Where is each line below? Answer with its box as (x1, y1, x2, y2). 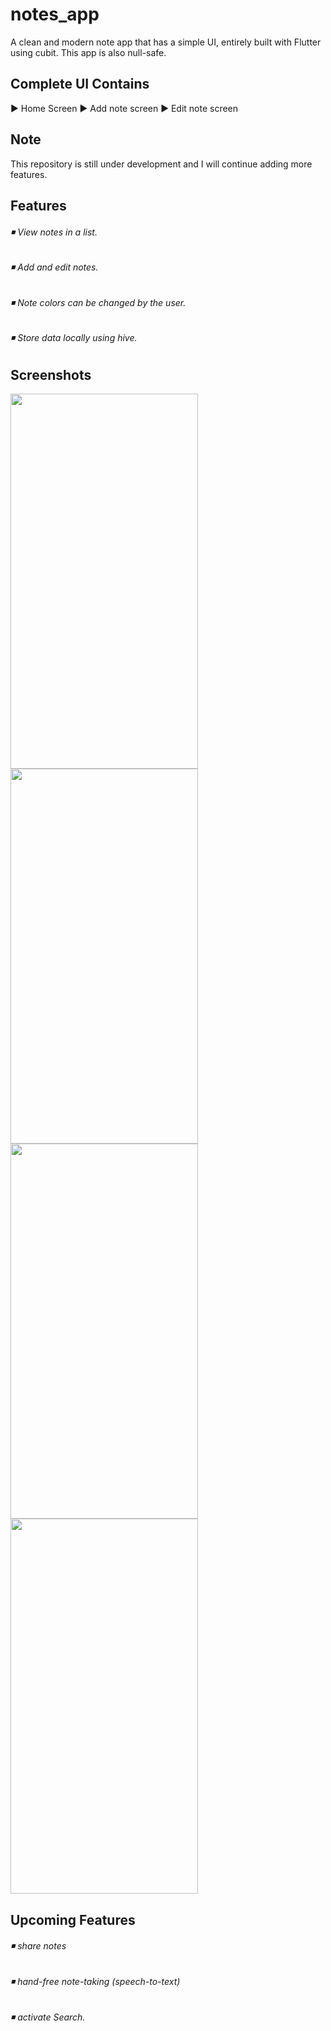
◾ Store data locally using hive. (10, 332, 138, 344)
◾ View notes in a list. (10, 226, 98, 238)
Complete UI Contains (10, 76, 150, 93)
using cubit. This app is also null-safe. (10, 46, 167, 58)
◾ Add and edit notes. (10, 261, 99, 273)
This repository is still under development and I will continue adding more (10, 158, 313, 170)
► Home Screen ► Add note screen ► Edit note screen (10, 102, 239, 114)
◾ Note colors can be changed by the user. (10, 296, 187, 308)
